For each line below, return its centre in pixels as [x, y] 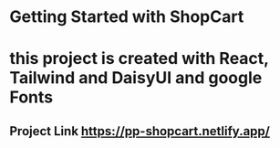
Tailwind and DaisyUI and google [136, 78]
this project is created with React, [139, 59]
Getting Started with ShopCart [127, 17]
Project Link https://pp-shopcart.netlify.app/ [140, 131]
